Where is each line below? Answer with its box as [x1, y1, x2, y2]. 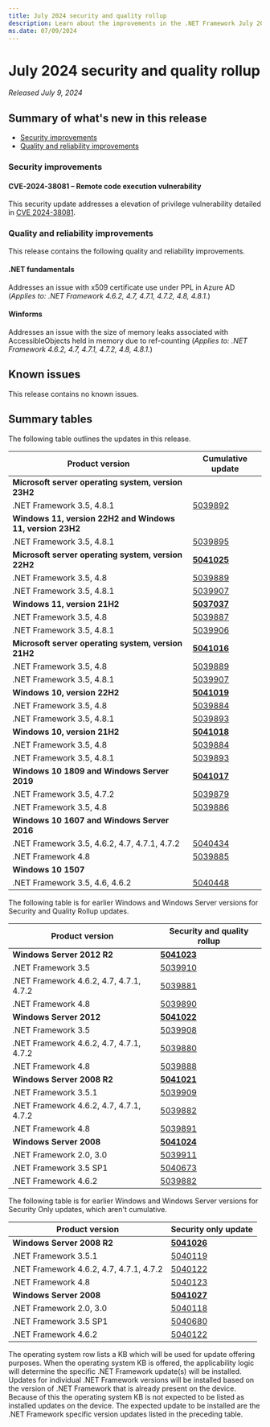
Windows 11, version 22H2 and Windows [12, 513, 175, 524]
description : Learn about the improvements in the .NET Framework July [8, 19, 253, 27]
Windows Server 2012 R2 [12, 949, 114, 960]
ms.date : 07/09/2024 [8, 27, 78, 35]
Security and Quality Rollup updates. [8, 906, 129, 916]
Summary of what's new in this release [8, 111, 207, 125]
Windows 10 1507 [12, 864, 85, 875]
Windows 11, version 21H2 [12, 598, 120, 609]
